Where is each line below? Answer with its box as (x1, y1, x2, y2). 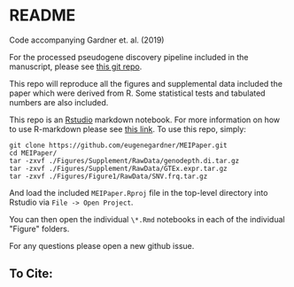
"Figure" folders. (9, 223, 70, 234)
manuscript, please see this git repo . (9, 61, 143, 72)
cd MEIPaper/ (9, 148, 58, 158)
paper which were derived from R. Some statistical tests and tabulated (9, 88, 266, 98)
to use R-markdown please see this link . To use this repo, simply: (9, 123, 246, 134)
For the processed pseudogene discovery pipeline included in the (9, 51, 249, 62)
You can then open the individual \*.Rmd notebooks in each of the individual (9, 213, 285, 224)
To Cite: (9, 267, 53, 282)
